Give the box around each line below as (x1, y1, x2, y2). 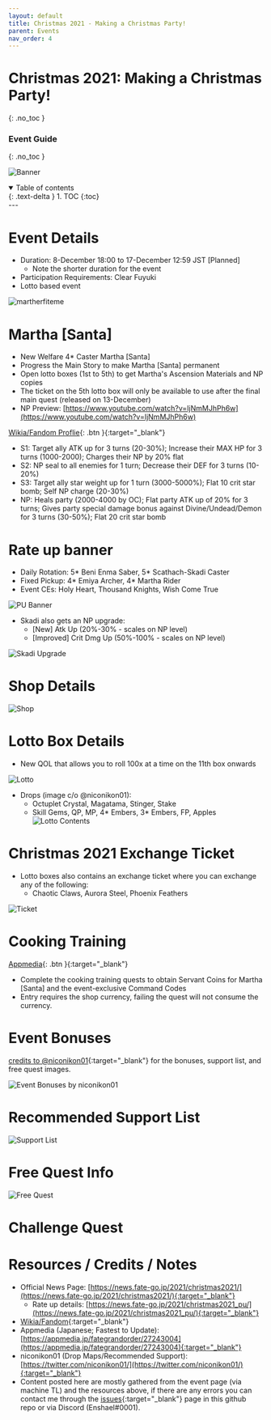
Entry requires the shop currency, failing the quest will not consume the (19, 992, 259, 1002)
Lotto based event (19, 281, 81, 291)
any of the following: (19, 880, 89, 890)
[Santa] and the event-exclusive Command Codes (19, 984, 187, 994)
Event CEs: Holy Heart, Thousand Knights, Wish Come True (19, 584, 218, 595)
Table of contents (15, 183, 74, 193)
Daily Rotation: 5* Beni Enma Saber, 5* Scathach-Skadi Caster (19, 567, 231, 577)
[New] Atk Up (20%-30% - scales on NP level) (32, 625, 188, 634)
